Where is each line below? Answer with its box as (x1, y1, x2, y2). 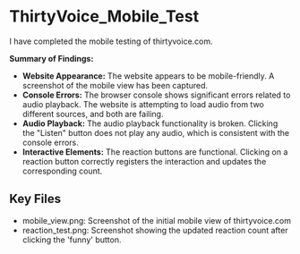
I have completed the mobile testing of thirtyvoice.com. (9, 36, 213, 47)
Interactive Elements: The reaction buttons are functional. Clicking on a (21, 146, 288, 157)
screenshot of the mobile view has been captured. (21, 80, 209, 90)
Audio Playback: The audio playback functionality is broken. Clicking (21, 118, 279, 129)
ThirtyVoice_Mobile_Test (9, 6, 200, 27)
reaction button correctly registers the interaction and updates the (21, 156, 267, 166)
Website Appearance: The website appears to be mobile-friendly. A (21, 70, 275, 81)
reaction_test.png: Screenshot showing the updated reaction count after (21, 224, 288, 235)
